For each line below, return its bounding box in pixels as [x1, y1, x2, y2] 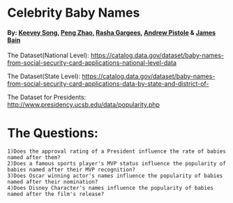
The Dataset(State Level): [7, 72, 81, 81]
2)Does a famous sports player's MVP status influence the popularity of [7, 160, 227, 167]
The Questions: [7, 125, 99, 141]
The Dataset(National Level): [7, 51, 89, 60]
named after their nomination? [7, 179, 98, 186]
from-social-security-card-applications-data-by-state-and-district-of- [7, 80, 209, 88]
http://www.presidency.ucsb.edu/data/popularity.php [7, 100, 160, 109]
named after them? [7, 154, 61, 161]
